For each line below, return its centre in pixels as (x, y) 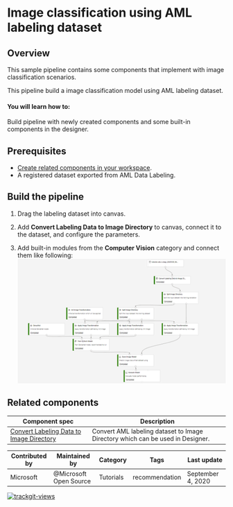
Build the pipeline (46, 197)
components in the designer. (48, 129)
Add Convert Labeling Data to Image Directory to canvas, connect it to (119, 227)
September (203, 474)
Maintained (73, 456)
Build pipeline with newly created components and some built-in (99, 122)
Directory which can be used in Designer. (151, 439)
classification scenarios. (42, 77)
